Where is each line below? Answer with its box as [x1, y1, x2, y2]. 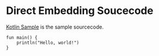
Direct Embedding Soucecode [6, 4, 154, 17]
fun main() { [6, 34, 38, 40]
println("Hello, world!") [16, 40, 80, 45]
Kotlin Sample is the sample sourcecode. [6, 23, 104, 30]
